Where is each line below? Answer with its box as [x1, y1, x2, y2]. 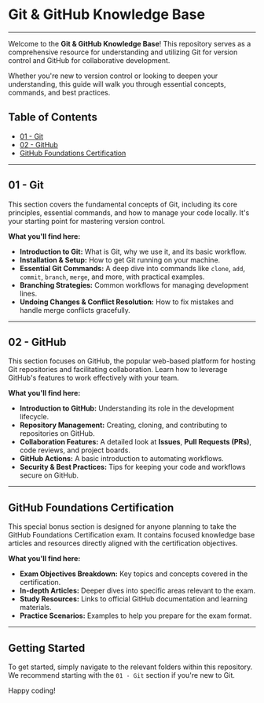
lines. [19, 288, 38, 298]
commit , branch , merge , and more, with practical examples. [19, 272, 205, 281]
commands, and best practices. [8, 87, 111, 97]
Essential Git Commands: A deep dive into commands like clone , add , [19, 263, 246, 273]
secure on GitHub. [19, 471, 79, 480]
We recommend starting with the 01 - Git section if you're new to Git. [8, 671, 236, 679]
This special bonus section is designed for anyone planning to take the [8, 522, 237, 531]
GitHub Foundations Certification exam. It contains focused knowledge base [8, 530, 255, 540]
